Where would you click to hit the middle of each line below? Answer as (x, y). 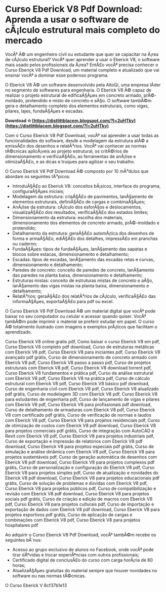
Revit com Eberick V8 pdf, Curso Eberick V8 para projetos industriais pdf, (80, 436)
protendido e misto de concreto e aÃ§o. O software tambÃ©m (88, 100)
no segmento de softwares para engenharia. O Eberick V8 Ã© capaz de (78, 90)
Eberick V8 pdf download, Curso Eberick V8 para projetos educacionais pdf (82, 478)
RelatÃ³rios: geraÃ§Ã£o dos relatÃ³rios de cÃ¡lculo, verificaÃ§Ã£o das (84, 296)
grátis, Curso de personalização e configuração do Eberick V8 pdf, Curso (80, 467)
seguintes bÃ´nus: (23, 540)
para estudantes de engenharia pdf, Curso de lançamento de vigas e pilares (82, 399)
